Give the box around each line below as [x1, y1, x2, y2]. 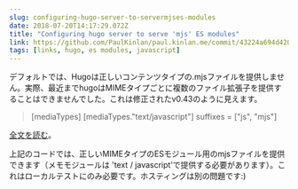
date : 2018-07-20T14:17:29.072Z [9, 21, 129, 30]
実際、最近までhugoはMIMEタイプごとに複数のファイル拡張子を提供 [24, 83, 275, 93]
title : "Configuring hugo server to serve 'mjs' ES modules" [9, 29, 240, 38]
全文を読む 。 [9, 130, 56, 140]
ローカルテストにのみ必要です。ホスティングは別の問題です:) [24, 170, 247, 182]
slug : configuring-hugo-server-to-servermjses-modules [9, 12, 216, 22]
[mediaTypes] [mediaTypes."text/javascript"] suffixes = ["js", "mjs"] [30, 112, 278, 122]
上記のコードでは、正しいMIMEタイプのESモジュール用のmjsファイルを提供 [9, 148, 286, 160]
